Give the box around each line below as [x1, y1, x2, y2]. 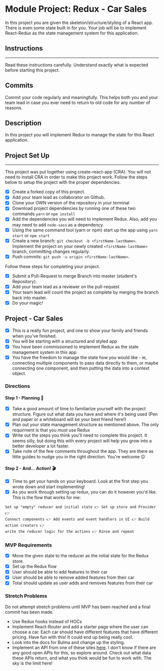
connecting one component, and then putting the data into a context [12, 365, 150, 371]
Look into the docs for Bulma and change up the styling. [12, 639, 125, 645]
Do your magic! [12, 300, 43, 306]
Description [5, 119, 41, 127]
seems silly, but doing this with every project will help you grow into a [12, 438, 152, 444]
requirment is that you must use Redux [12, 427, 90, 433]
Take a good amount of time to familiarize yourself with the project [12, 406, 146, 412]
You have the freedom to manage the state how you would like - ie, [12, 354, 147, 360]
